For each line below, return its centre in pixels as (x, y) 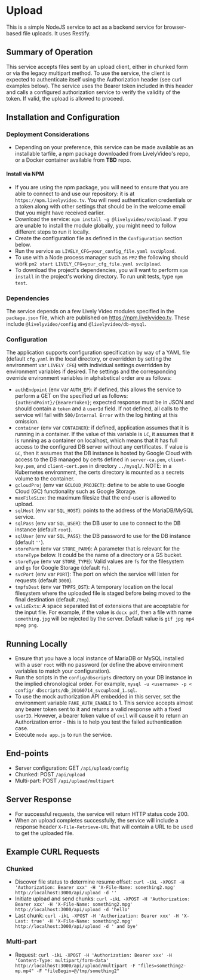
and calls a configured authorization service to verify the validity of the (93, 92)
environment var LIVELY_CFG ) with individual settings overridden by (88, 365)
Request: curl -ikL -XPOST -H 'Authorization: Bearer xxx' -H (93, 955)
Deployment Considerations (48, 134)
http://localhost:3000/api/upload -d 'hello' (72, 910)
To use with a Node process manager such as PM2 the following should (101, 257)
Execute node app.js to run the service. (63, 735)
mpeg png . (27, 625)
